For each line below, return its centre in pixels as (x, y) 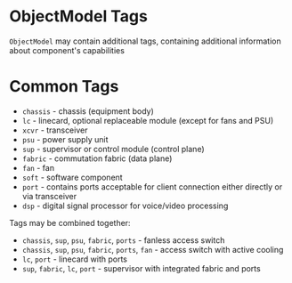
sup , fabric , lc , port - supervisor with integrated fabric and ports (141, 268)
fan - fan (38, 167)
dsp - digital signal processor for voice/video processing (125, 206)
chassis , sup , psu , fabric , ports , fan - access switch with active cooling (153, 249)
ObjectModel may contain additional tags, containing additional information (146, 41)
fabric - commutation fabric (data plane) (97, 158)
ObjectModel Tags (79, 16)
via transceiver (49, 196)
